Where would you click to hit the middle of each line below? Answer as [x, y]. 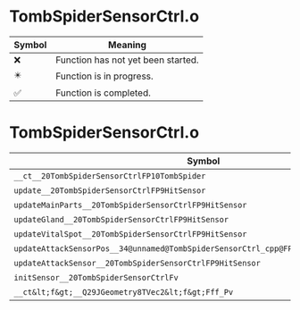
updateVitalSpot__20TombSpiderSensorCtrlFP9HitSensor [130, 234]
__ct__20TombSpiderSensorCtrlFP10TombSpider [110, 176]
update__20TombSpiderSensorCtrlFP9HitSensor [110, 190]
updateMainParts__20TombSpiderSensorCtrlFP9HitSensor [130, 205]
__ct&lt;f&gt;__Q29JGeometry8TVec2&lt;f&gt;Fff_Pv [124, 292]
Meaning [128, 45]
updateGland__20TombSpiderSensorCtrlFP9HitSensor [121, 219]
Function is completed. [103, 93]
